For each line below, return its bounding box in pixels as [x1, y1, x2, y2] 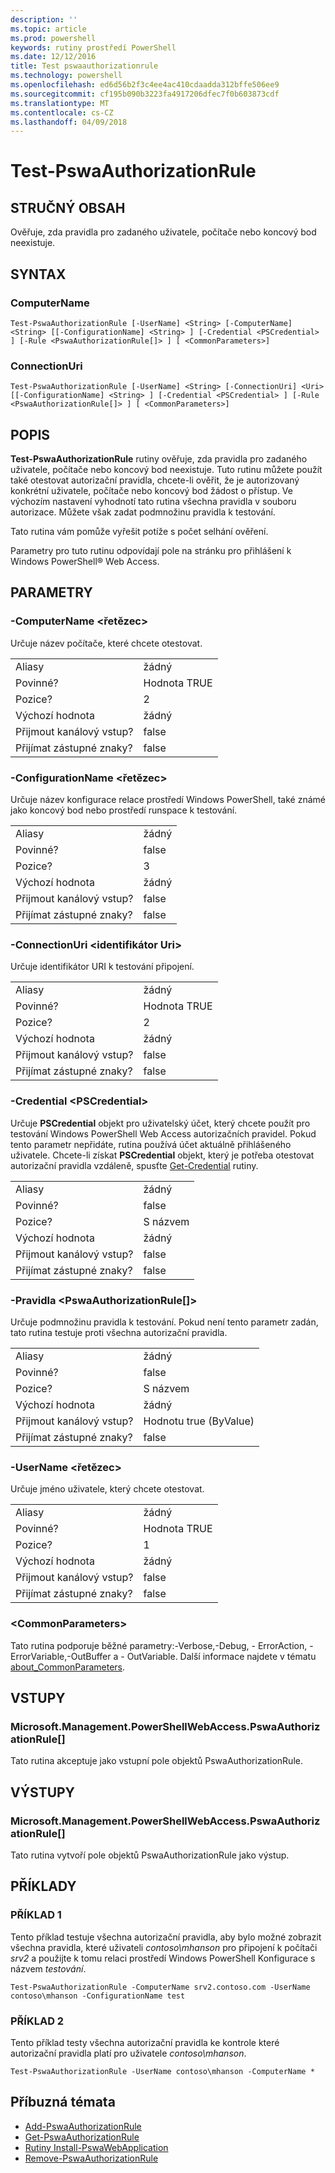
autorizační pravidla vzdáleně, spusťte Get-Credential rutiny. [10, 1159, 259, 1171]
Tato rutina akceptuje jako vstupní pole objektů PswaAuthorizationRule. [10, 1755, 303, 1767]
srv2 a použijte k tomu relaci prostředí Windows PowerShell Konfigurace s [10, 1952, 316, 1964]
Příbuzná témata [10, 2094, 116, 2111]
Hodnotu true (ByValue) [143, 1414, 255, 1428]
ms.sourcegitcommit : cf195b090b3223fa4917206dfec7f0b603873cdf [10, 89, 280, 99]
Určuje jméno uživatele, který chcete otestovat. [10, 1483, 205, 1495]
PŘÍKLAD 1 [10, 1908, 62, 1922]
